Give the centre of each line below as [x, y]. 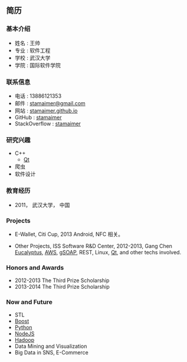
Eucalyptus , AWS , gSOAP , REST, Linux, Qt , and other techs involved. [98, 252]
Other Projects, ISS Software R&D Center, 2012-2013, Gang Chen [93, 246]
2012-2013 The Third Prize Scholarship [62, 280]
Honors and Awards [35, 267]
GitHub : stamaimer [38, 117]
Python [23, 328]
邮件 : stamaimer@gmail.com [50, 103]
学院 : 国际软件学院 [37, 65]
